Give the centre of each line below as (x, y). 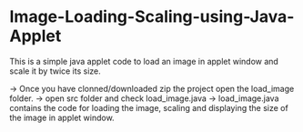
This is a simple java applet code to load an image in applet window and (144, 61)
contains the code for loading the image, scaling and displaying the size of (149, 107)
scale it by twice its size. (56, 71)
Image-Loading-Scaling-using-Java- (152, 17)
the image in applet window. (62, 117)
